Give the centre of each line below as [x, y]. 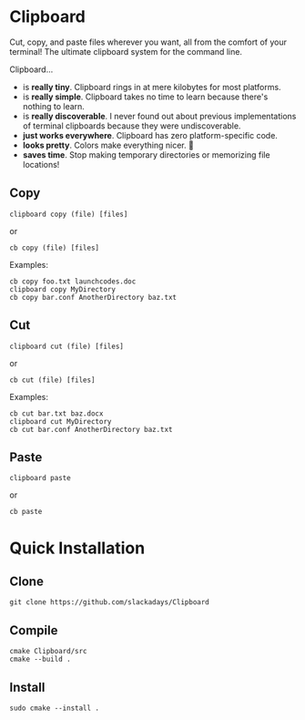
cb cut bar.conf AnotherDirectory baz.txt [91, 429]
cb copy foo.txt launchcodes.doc [73, 281]
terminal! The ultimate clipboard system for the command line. [126, 51]
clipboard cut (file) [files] [67, 346]
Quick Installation [77, 548]
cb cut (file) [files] [52, 380]
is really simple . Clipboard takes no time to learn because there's [145, 97]
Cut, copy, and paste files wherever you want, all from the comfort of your [148, 42]
